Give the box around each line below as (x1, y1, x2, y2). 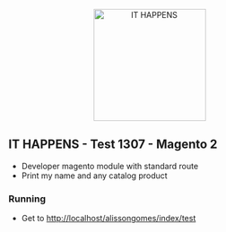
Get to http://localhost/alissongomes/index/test (21, 213, 196, 224)
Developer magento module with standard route (21, 160, 199, 171)
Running (8, 193, 47, 205)
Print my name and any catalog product (21, 170, 168, 181)
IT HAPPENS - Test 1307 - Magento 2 (8, 137, 218, 152)
